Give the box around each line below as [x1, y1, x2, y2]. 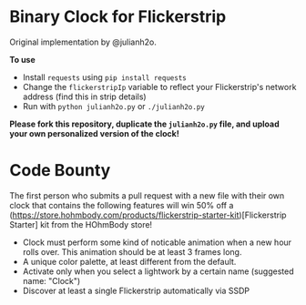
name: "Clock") [22, 275, 81, 286]
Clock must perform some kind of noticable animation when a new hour [22, 237, 292, 248]
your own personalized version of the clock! [9, 127, 179, 138]
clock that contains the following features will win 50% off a [9, 199, 234, 210]
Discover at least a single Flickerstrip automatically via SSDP [22, 285, 250, 296]
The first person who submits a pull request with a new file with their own [9, 189, 285, 201]
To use [9, 54, 36, 65]
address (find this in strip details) [22, 91, 148, 102]
